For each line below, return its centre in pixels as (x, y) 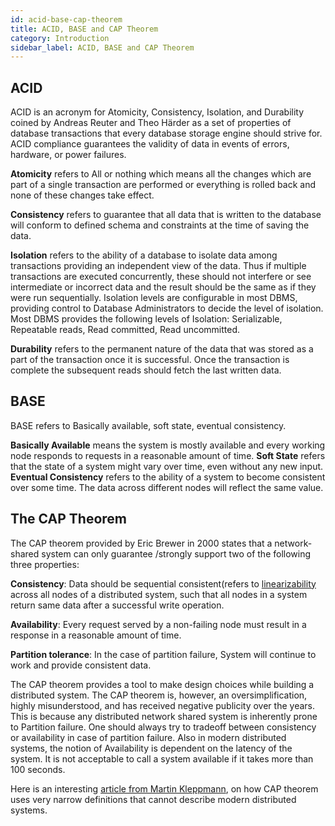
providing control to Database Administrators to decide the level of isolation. (167, 308)
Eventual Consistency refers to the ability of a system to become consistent (168, 477)
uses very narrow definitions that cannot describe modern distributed (153, 799)
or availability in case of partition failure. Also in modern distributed (148, 737)
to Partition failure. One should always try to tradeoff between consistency (163, 727)
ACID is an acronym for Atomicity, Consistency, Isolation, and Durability (157, 112)
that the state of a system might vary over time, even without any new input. (167, 466)
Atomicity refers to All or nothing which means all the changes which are (161, 174)
